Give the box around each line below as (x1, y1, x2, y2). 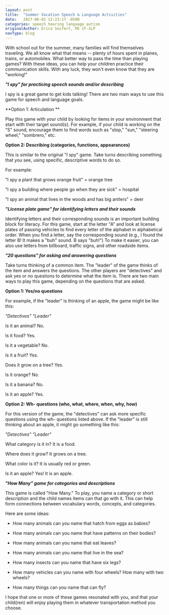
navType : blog (5, 31, 35, 36)
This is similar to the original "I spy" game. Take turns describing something (5, 152, 162, 158)
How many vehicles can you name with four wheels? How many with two (12, 569, 164, 575)
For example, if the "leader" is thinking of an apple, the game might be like (5, 298, 159, 303)
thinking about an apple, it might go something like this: (5, 422, 120, 427)
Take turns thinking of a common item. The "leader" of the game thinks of (5, 262, 158, 268)
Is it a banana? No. (5, 382, 44, 387)
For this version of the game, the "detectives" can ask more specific (5, 411, 146, 417)
